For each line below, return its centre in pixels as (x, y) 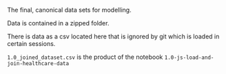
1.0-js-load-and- (189, 58)
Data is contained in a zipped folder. (58, 23)
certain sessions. (31, 44)
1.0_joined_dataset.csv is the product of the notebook (85, 57)
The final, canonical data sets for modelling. (70, 10)
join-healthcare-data (38, 64)
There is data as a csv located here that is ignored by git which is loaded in (113, 36)
